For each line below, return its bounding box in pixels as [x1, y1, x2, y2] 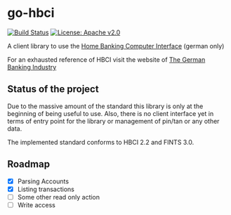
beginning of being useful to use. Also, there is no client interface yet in [7, 109, 214, 117]
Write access [17, 200, 56, 209]
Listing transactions [17, 185, 75, 193]
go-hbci [7, 5, 55, 21]
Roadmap [7, 158, 51, 170]
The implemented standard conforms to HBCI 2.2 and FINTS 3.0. [7, 138, 194, 146]
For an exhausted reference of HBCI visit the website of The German [7, 55, 206, 64]
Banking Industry [7, 63, 57, 71]
